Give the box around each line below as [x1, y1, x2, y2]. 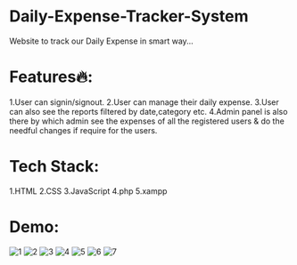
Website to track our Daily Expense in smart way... [9, 36, 194, 46]
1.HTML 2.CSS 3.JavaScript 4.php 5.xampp [9, 185, 168, 197]
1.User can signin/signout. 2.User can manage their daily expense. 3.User [9, 96, 279, 108]
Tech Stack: [9, 157, 100, 177]
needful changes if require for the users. [9, 124, 158, 135]
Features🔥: [9, 67, 94, 87]
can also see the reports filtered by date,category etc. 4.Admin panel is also [9, 106, 288, 116]
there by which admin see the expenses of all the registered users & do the [9, 116, 285, 126]
